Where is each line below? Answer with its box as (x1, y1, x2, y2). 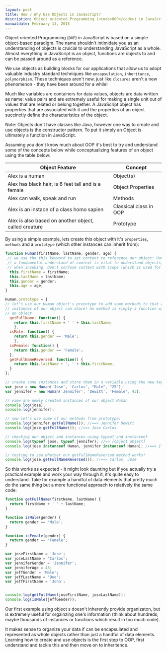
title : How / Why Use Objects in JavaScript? (5, 12, 101, 17)
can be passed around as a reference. (5, 56, 83, 62)
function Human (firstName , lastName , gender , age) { (5, 251, 117, 256)
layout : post (5, 7, 32, 12)
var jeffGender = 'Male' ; (5, 570, 59, 575)
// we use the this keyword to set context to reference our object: (7, 256, 155, 261)
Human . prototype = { (5, 297, 48, 302)
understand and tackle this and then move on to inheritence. (5, 642, 129, 648)
